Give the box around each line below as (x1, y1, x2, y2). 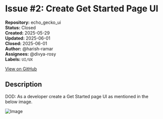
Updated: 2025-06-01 (5, 35, 50, 41)
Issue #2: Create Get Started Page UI (5, 3, 159, 14)
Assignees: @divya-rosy (5, 51, 56, 57)
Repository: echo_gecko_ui (5, 19, 61, 25)
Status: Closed (5, 24, 36, 30)
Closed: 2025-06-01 (5, 40, 47, 46)
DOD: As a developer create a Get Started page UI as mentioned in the (5, 93, 149, 99)
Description (5, 80, 42, 89)
